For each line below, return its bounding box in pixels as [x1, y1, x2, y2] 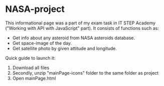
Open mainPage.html [12, 75, 56, 81]
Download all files [12, 65, 50, 71]
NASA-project [5, 3, 65, 15]
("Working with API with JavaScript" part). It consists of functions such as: [5, 25, 159, 31]
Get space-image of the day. [12, 40, 72, 46]
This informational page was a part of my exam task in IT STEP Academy [5, 20, 155, 26]
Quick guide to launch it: [5, 55, 56, 61]
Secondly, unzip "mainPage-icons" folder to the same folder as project [12, 70, 159, 76]
